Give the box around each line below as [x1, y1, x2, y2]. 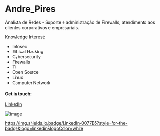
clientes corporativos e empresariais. [5, 24, 79, 30]
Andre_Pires [5, 3, 56, 15]
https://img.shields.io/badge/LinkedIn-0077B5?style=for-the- [5, 120, 128, 126]
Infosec [12, 43, 28, 49]
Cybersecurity [12, 53, 41, 59]
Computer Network [12, 79, 51, 85]
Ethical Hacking [12, 49, 44, 54]
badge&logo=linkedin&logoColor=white [5, 125, 84, 132]
